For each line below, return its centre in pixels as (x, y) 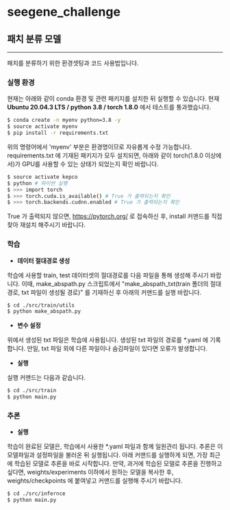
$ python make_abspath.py (44, 311)
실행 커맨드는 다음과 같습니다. (47, 378)
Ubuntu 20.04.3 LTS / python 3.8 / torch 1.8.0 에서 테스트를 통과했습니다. (109, 107)
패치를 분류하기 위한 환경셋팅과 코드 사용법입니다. (73, 63)
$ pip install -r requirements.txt (58, 133)
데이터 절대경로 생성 (43, 260)
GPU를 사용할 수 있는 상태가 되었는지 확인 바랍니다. (90, 164)
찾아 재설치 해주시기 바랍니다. (47, 225)
